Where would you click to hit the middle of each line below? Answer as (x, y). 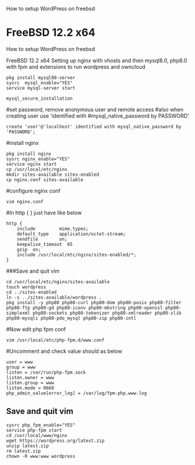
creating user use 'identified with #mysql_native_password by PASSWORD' (98, 116)
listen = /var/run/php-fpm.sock (46, 372)
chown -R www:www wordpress (41, 456)
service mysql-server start (41, 88)
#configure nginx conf (33, 191)
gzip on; (29, 249)
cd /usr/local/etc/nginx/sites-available (58, 281)
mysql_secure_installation (39, 98)
